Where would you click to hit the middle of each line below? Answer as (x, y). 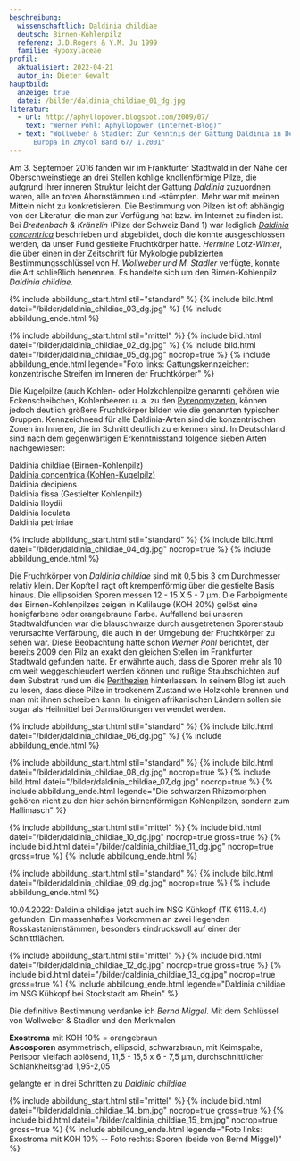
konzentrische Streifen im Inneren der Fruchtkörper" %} (112, 373)
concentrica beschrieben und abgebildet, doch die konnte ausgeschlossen (147, 234)
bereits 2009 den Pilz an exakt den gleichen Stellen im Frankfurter (131, 652)
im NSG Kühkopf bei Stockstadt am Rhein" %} (94, 993)
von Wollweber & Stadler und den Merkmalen (92, 1020)
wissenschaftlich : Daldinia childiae (87, 26)
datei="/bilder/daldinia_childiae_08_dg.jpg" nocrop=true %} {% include (140, 772)
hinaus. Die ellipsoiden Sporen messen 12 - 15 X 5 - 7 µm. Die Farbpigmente (149, 595)
